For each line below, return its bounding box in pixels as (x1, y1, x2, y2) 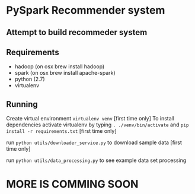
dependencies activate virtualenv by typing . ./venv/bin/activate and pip (6, 121, 189, 128)
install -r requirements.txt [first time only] (6, 128, 117, 135)
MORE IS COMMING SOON (6, 177, 139, 191)
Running (6, 99, 39, 109)
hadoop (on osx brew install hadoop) (14, 63, 105, 70)
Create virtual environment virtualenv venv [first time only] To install (6, 115, 175, 122)
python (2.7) (14, 75, 46, 83)
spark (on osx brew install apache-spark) (14, 69, 116, 77)
